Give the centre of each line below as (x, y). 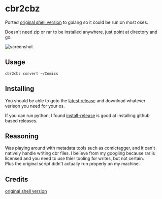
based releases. (21, 120)
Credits (17, 179)
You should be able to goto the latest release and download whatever (75, 100)
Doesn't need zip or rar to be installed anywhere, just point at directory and (81, 32)
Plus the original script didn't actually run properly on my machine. (73, 164)
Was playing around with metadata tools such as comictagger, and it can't (80, 148)
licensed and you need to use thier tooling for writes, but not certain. (75, 159)
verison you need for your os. (35, 106)
